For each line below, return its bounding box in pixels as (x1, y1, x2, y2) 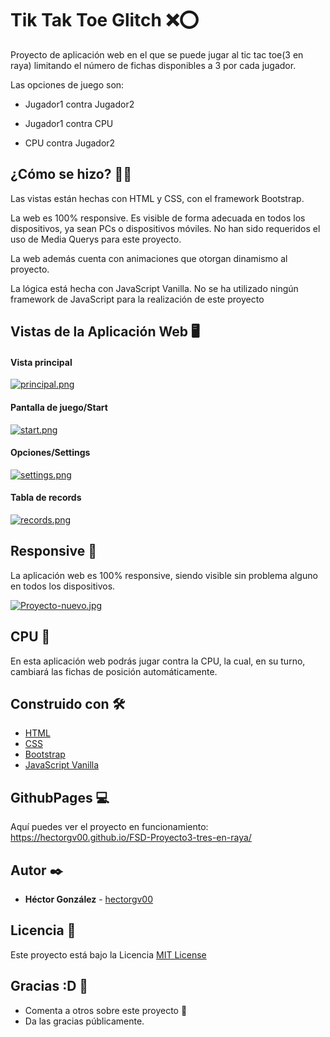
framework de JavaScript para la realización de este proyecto (10, 293, 265, 305)
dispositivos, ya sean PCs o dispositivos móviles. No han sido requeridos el (10, 222, 321, 234)
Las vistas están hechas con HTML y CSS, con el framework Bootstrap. (10, 192, 305, 204)
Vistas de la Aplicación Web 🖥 (10, 323, 200, 341)
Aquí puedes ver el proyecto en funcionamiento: (10, 821, 209, 833)
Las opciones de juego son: (10, 78, 125, 91)
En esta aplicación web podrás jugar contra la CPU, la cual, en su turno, (10, 655, 306, 667)
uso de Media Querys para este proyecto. (10, 233, 182, 245)
